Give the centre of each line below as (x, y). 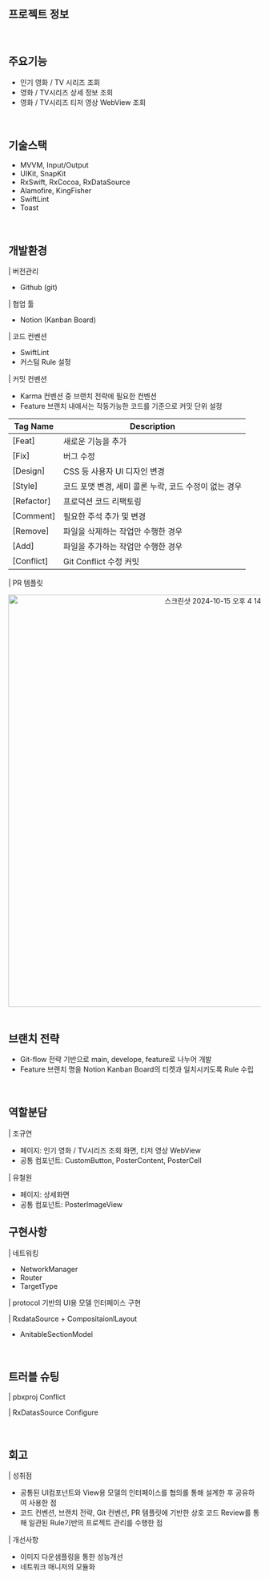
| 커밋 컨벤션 (28, 379)
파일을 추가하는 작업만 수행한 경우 (122, 547)
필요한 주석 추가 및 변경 (104, 517)
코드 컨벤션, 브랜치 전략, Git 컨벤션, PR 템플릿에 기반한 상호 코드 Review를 (135, 1512)
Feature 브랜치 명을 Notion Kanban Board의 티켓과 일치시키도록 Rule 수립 (137, 1069)
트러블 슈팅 (34, 1377)
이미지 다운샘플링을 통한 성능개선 (71, 1557)
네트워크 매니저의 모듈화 (58, 1567)
